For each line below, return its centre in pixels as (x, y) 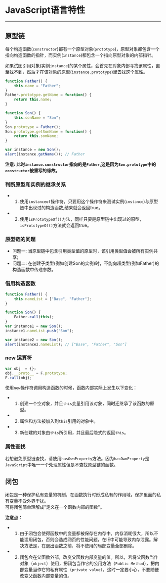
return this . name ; (33, 99)
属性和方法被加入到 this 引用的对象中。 (59, 421)
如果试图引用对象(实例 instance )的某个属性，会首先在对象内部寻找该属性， (81, 65)
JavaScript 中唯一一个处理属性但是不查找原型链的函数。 (62, 464)
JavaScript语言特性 (45, 10)
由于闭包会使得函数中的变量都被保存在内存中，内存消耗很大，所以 (87, 533)
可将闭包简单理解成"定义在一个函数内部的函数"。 (55, 507)
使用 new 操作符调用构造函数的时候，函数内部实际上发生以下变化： (71, 388)
